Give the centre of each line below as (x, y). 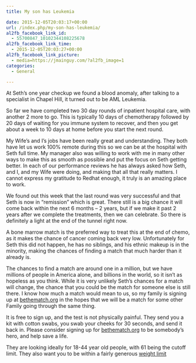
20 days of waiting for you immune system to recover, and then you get (92, 123)
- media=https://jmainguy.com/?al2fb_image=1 (68, 60)
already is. (18, 257)
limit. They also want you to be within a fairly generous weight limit (86, 354)
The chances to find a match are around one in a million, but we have (89, 268)
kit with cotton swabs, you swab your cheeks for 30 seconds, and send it (94, 324)
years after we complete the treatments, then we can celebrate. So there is (96, 214)
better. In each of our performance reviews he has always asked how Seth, (96, 166)
